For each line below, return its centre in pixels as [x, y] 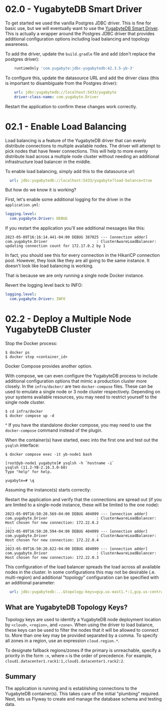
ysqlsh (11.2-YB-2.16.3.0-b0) [37, 467]
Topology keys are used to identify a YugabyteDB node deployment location [83, 619]
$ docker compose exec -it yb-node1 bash [49, 454]
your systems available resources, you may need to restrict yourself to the [81, 397]
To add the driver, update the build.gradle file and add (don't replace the [80, 54]
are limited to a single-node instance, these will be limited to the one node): [82, 505]
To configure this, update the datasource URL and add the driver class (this [82, 78]
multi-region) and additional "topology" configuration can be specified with [82, 577]
